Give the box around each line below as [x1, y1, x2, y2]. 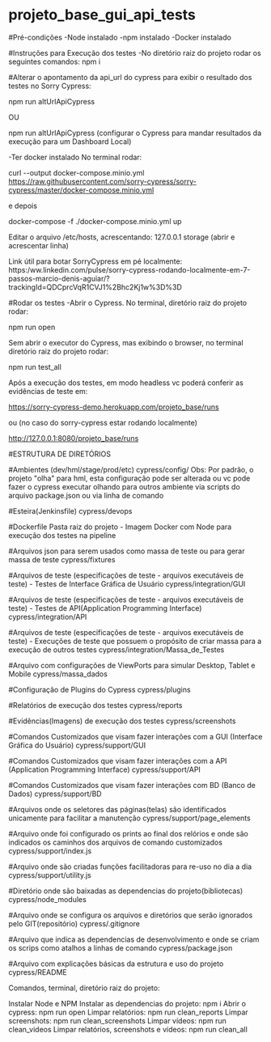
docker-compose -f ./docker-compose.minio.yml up [8, 216, 182, 226]
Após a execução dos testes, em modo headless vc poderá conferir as [8, 378, 244, 388]
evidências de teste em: [8, 386, 88, 396]
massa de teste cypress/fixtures [8, 554, 116, 564]
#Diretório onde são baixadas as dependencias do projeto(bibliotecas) [8, 886, 243, 896]
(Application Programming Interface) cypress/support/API [8, 765, 201, 774]
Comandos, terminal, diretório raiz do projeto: [8, 983, 160, 993]
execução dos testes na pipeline [8, 530, 116, 540]
